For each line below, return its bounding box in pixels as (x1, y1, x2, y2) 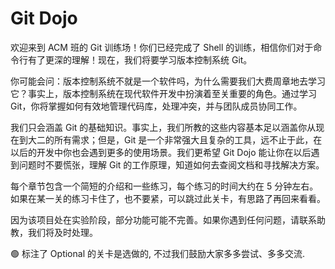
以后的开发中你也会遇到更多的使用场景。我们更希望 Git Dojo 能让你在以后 (10, 146, 312, 158)
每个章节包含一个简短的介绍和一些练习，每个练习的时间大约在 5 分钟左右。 (10, 180, 319, 192)
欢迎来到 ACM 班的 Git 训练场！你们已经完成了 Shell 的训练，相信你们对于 (10, 41, 314, 53)
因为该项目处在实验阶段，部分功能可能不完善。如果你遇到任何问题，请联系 (10, 213, 317, 226)
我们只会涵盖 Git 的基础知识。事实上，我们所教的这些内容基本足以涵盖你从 (10, 121, 317, 133)
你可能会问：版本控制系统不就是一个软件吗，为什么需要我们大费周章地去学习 (10, 75, 326, 87)
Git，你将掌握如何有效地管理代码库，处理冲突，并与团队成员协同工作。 (10, 100, 303, 112)
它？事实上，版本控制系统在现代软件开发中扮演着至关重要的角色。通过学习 (10, 87, 317, 99)
